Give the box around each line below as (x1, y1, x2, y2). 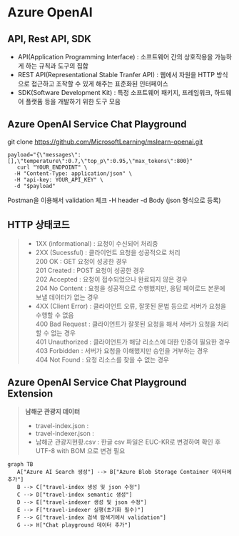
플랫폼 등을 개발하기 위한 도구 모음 (25, 97, 121, 106)
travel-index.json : (35, 422, 89, 430)
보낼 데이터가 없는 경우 (35, 292, 99, 301)
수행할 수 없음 (35, 310, 74, 319)
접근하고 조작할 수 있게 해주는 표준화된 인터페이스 (31, 79, 169, 88)
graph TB (7, 461, 34, 468)
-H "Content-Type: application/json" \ (14, 169, 133, 177)
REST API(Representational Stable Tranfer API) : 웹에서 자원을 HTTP (17, 71, 215, 79)
